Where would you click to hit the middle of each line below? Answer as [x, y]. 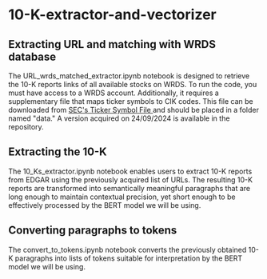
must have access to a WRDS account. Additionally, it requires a [114, 93]
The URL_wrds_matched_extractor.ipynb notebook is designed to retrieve [129, 76]
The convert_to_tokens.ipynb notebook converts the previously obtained [128, 249]
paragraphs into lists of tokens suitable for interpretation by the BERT [129, 258]
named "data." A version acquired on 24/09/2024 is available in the [119, 118]
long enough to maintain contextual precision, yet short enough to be [122, 197]
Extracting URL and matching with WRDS [112, 44]
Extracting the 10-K [58, 152]
